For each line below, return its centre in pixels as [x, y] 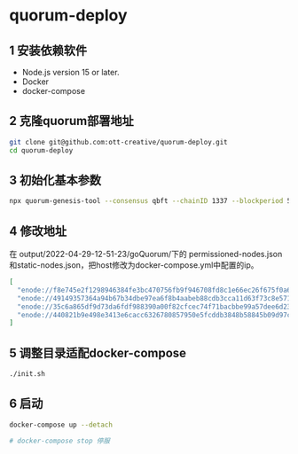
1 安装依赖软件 [48, 50]
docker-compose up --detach [61, 425]
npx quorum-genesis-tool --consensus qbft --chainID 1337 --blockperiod [146, 201]
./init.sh [27, 374]
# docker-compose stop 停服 [60, 441]
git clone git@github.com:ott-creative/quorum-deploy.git [118, 142]
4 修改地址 [38, 231]
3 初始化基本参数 [55, 180]
